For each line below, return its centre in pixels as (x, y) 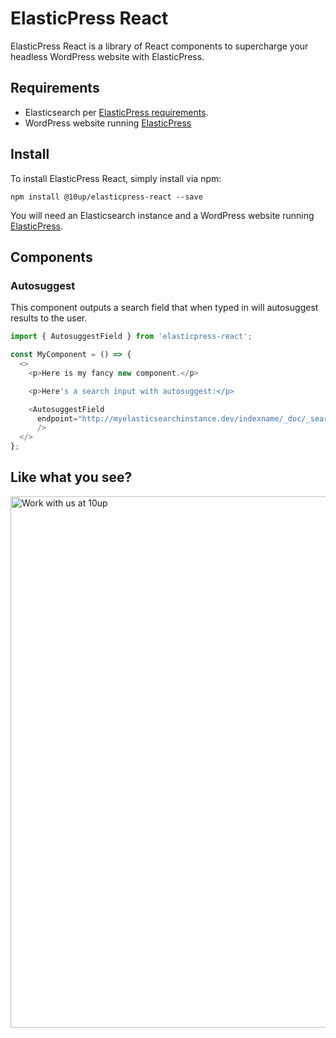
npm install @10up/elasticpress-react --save (106, 197)
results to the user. (49, 318)
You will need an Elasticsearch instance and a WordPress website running (162, 215)
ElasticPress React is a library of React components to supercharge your (159, 46)
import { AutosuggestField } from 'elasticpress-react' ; (131, 337)
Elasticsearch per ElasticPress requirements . (116, 112)
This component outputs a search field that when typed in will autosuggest (164, 308)
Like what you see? (71, 477)
